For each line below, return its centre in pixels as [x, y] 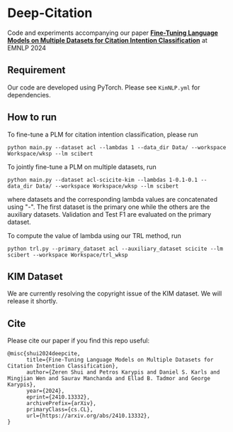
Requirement [36, 70]
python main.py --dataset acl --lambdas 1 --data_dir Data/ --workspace [117, 147]
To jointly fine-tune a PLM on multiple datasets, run [82, 167]
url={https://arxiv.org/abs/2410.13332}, [88, 416]
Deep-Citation [50, 13]
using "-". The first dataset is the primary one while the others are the [109, 207]
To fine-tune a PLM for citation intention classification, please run [103, 134]
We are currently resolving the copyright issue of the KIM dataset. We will [115, 293]
